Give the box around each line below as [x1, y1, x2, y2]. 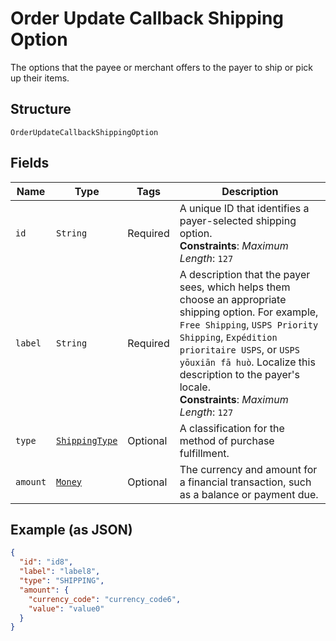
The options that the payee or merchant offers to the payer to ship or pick [10, 61, 313, 73]
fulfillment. [179, 446, 230, 460]
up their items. [10, 72, 70, 84]
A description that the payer [179, 267, 311, 281]
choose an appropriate [179, 292, 287, 306]
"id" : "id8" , [19, 557, 74, 567]
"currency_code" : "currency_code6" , [28, 594, 182, 604]
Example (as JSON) [10, 521, 133, 538]
